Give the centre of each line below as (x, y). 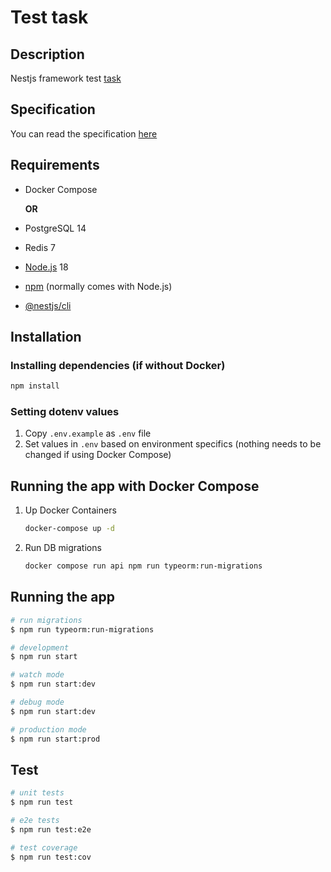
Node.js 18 (46, 267)
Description (47, 54)
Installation (46, 337)
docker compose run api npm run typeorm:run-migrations (143, 566)
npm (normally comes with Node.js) (98, 286)
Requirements (55, 165)
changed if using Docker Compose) (98, 455)
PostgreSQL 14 (55, 228)
